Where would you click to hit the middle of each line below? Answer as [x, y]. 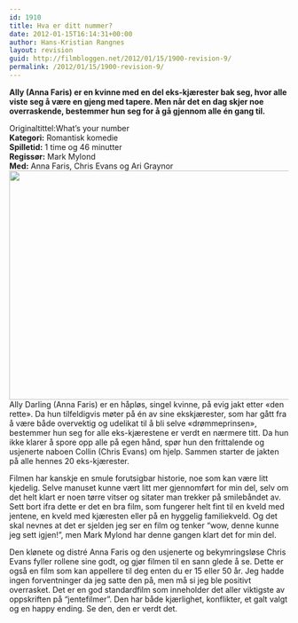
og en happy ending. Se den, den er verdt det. [94, 608]
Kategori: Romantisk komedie [64, 138]
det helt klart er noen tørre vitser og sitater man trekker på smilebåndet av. [145, 497]
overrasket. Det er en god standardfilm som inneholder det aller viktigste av [147, 589]
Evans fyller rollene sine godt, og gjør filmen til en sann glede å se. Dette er [146, 561]
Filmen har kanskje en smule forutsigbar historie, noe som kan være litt [139, 478]
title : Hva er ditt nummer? [61, 26]
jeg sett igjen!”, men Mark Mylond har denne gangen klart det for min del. [143, 534]
